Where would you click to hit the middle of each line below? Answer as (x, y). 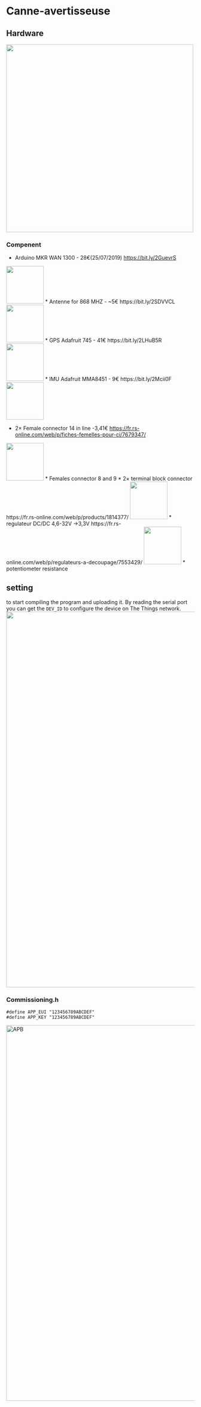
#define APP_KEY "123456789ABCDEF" (51, 1018)
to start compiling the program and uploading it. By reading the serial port (97, 602)
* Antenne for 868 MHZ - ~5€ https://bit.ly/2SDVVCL (110, 302)
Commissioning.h (33, 1000)
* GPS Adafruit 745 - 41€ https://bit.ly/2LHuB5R (103, 340)
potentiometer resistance (37, 569)
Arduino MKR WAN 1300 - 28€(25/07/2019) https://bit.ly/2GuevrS (95, 258)
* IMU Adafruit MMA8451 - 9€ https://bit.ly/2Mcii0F (108, 379)
